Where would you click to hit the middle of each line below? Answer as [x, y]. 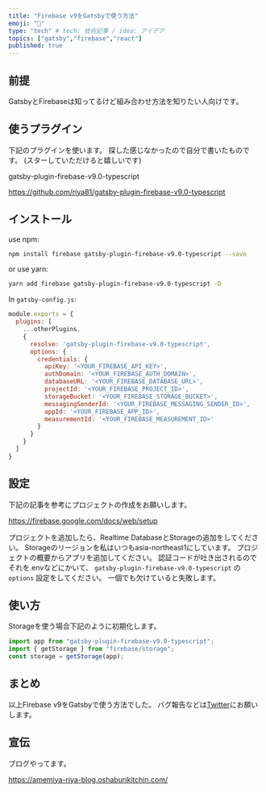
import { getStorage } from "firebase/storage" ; [91, 649]
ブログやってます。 [39, 763]
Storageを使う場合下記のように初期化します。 [85, 626]
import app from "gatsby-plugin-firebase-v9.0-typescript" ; [112, 641]
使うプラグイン [46, 129]
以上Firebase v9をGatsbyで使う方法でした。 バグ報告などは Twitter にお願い [133, 704]
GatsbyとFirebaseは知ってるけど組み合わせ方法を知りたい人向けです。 [126, 101]
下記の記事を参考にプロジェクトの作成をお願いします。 [100, 504]
